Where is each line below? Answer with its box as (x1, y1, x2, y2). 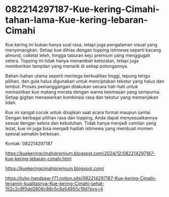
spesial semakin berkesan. (5, 130, 61, 137)
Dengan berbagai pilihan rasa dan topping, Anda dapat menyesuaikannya (5, 114, 158, 120)
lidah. (5, 99, 17, 105)
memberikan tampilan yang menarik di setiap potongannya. (5, 63, 129, 69)
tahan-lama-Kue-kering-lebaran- (5, 14, 148, 26)
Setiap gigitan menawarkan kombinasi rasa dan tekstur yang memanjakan (5, 94, 159, 100)
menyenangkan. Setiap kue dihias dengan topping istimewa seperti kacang (5, 47, 161, 53)
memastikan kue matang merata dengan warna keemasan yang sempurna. (5, 89, 160, 95)
